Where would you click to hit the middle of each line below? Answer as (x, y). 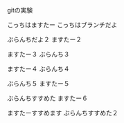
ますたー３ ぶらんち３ (38, 54)
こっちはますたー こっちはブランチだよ (62, 25)
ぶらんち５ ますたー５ (38, 84)
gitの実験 (20, 10)
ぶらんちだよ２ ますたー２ (44, 39)
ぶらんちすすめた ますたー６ (47, 98)
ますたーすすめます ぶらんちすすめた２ (63, 113)
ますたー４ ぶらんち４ (38, 69)
